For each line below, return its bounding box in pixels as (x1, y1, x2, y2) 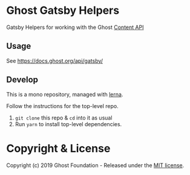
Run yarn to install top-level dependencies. (15, 120, 122, 127)
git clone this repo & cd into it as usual (15, 114, 113, 121)
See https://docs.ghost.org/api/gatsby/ (6, 57, 103, 64)
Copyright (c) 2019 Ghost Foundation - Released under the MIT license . (6, 161, 185, 169)
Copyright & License (6, 141, 111, 155)
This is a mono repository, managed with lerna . (6, 91, 123, 98)
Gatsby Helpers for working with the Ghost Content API (6, 24, 144, 31)
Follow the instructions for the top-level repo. (6, 102, 119, 109)
